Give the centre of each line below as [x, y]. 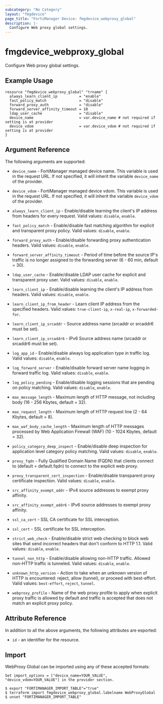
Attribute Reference [36, 619]
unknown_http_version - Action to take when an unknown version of [80, 573]
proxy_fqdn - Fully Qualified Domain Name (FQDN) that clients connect [83, 461]
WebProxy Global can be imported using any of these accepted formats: [77, 667]
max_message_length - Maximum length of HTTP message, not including [83, 397]
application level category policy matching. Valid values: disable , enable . [85, 451]
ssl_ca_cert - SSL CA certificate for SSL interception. [66, 519]
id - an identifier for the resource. [46, 640]
